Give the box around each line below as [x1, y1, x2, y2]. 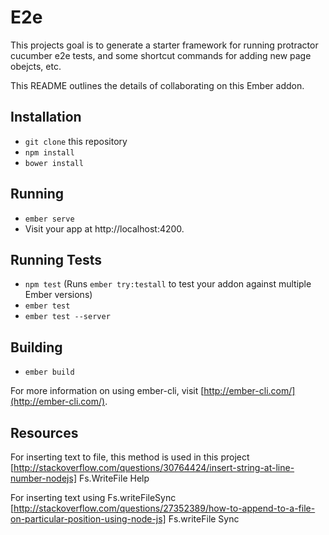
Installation [10, 109, 82, 126]
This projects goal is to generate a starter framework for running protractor [10, 39, 319, 51]
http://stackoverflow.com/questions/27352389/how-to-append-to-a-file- [13, 502, 316, 514]
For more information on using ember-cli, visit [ [10, 385, 205, 397]
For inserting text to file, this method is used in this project [10, 451, 250, 463]
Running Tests [10, 251, 102, 268]
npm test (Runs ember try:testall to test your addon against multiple [24, 278, 312, 290]
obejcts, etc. [10, 60, 62, 72]
